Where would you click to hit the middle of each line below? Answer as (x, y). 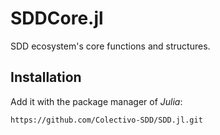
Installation (46, 77)
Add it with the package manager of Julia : (96, 101)
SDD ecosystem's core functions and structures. (110, 46)
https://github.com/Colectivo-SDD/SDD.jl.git (106, 120)
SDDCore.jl (57, 18)
